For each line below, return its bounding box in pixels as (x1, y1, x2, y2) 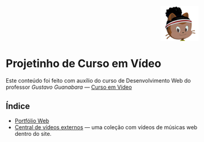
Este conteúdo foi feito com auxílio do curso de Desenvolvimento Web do (6, 77, 191, 84)
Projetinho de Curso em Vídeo (6, 56, 162, 70)
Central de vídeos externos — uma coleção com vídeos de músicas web (14, 124, 197, 131)
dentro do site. (14, 130, 52, 138)
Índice (6, 101, 30, 111)
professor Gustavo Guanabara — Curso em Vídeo (6, 83, 132, 91)
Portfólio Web (14, 117, 50, 125)
